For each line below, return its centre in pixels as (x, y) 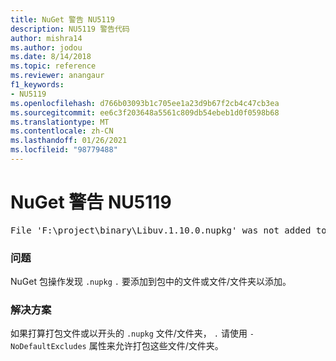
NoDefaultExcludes (48, 347)
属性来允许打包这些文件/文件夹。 (156, 346)
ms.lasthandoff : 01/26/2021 (69, 141)
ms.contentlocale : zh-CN (62, 131)
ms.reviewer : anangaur (57, 76)
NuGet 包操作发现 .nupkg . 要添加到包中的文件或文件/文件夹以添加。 (151, 282)
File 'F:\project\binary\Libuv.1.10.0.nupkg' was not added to (168, 230)
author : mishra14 (46, 38)
